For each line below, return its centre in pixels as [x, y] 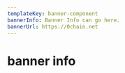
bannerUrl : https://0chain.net [53, 26]
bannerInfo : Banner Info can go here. [64, 20]
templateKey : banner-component [53, 14]
